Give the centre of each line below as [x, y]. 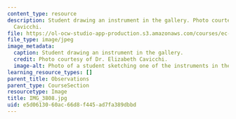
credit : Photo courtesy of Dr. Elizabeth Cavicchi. [91, 59]
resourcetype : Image [38, 92]
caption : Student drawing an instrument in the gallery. [99, 53]
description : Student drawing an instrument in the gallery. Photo [108, 20]
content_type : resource [42, 14]
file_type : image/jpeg [40, 40]
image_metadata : [31, 46]
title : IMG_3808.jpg [38, 99]
